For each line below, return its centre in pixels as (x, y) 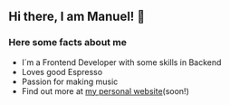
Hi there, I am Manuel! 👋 (77, 17)
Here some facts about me (68, 43)
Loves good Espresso (62, 72)
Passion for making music (70, 81)
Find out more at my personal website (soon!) (105, 91)
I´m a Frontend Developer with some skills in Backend (121, 62)
